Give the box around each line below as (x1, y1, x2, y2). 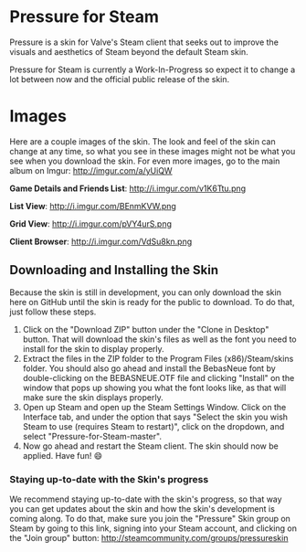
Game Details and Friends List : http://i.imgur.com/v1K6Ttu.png (9, 183, 247, 194)
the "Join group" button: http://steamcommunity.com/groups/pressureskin (9, 532, 289, 543)
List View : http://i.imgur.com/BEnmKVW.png (9, 200, 176, 211)
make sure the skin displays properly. (22, 391, 164, 403)
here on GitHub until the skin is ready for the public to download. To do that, (9, 296, 295, 307)
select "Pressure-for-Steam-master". (22, 430, 163, 441)
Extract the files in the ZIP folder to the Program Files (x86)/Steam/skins (22, 353, 294, 364)
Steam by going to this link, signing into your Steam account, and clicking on (9, 523, 297, 534)
